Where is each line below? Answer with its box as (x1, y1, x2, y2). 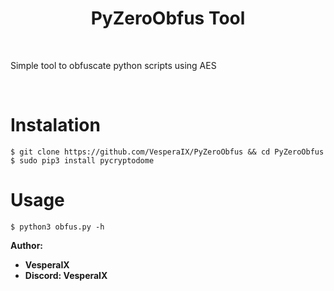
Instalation (10, 114, 101, 137)
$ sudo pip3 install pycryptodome (10, 155, 155, 166)
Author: (10, 239, 44, 251)
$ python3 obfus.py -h (10, 222, 105, 232)
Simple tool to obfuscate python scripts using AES (10, 59, 217, 71)
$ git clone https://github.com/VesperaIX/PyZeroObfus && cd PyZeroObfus (10, 147, 325, 157)
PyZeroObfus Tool (90, 7, 246, 30)
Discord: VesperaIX (24, 269, 108, 281)
